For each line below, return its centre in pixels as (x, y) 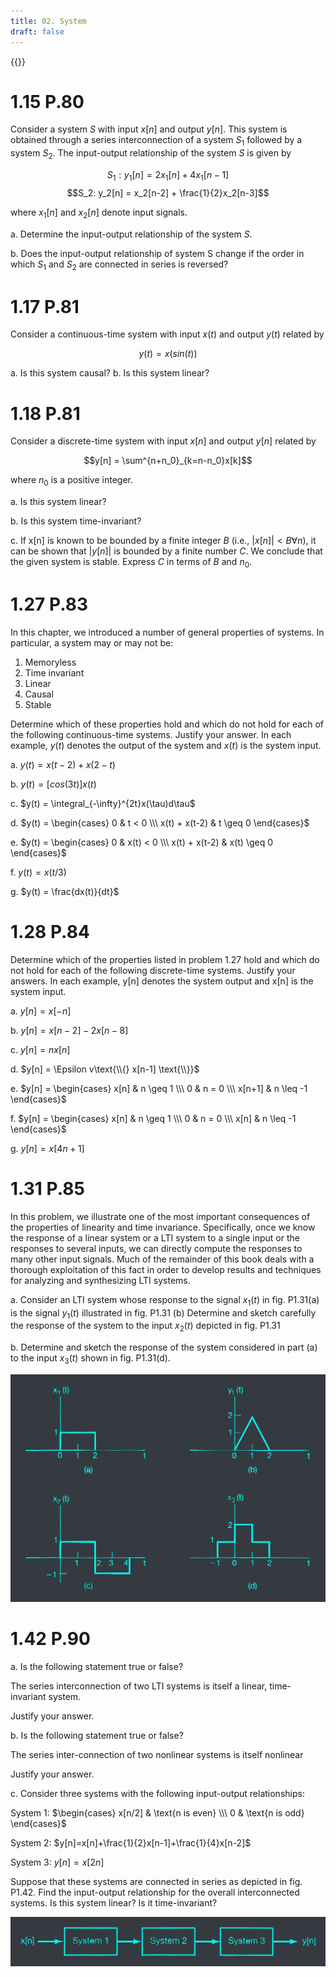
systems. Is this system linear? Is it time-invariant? (114, 1903)
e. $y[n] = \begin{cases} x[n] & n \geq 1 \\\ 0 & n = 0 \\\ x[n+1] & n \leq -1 (159, 1088)
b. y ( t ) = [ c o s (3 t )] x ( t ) (53, 784)
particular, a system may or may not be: (92, 642)
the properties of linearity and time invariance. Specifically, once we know (163, 1227)
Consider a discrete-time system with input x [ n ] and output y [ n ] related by (163, 441)
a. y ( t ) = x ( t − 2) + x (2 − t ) (63, 764)
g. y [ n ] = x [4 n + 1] (47, 1148)
